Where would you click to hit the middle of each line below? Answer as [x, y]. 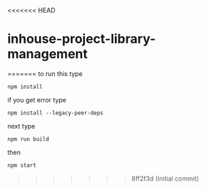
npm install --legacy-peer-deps [55, 113]
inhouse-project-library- [82, 39]
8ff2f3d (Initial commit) [165, 178]
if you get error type [37, 99]
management [47, 54]
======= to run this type [45, 73]
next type [21, 126]
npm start [22, 165]
